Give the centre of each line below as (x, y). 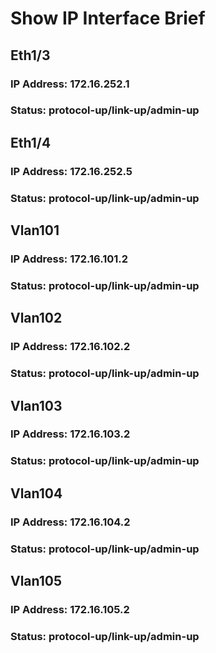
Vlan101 (35, 230)
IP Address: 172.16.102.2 (70, 347)
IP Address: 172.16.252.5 (71, 171)
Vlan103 (36, 405)
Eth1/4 (31, 142)
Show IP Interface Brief (108, 18)
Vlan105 (36, 580)
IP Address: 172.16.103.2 (70, 434)
